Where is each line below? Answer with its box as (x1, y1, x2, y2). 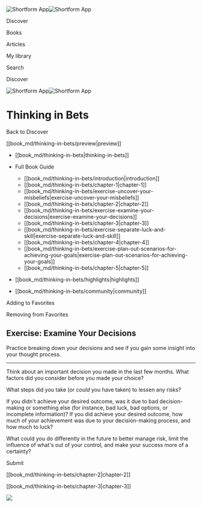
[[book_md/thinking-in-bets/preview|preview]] (6, 140, 121, 147)
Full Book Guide (14, 163, 55, 170)
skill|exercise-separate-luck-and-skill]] (23, 232, 121, 239)
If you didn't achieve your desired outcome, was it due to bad (6, 398, 158, 405)
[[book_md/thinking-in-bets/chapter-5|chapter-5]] (23, 264, 149, 271)
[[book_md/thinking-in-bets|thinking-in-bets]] (14, 151, 129, 159)
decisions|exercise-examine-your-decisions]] (23, 213, 137, 220)
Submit (6, 459, 24, 466)
